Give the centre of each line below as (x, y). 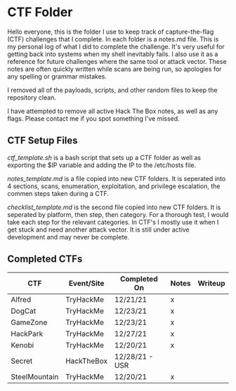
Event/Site (86, 283)
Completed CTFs (45, 259)
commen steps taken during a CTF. (58, 193)
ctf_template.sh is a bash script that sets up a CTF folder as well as (104, 157)
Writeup (211, 283)
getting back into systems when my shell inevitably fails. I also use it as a (113, 54)
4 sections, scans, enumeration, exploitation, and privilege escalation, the (114, 186)
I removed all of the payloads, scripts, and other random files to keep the (112, 90)
